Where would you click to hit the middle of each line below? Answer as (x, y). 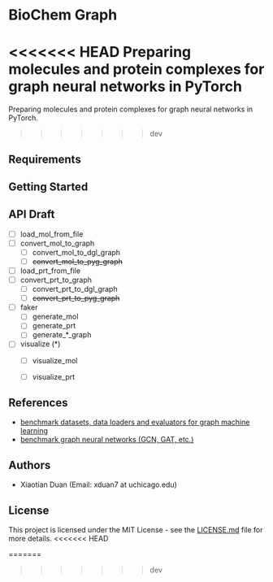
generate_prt (54, 326)
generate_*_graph (62, 335)
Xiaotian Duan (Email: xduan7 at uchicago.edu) (98, 484)
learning (34, 431)
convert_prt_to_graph (56, 280)
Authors (30, 465)
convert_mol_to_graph (57, 243)
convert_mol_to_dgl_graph (76, 252)
